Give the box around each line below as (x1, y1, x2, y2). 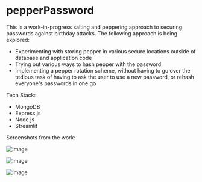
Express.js (14, 109, 41, 117)
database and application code (14, 54, 92, 61)
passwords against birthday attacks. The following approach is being (6, 29, 178, 37)
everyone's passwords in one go (14, 79, 96, 87)
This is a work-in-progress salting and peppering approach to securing (6, 23, 183, 31)
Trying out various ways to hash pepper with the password (14, 61, 162, 68)
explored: (6, 36, 30, 43)
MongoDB (14, 103, 40, 110)
